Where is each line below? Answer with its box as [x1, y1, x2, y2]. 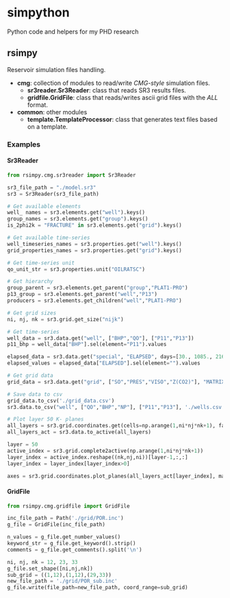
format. [27, 101, 48, 109]
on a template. [27, 122, 68, 131]
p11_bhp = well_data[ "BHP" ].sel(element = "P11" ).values [7, 341, 167, 348]
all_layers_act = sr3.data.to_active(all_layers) [7, 429, 152, 436]
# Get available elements [7, 203, 81, 210]
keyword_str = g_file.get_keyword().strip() [7, 540, 136, 547]
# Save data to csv [7, 390, 63, 398]
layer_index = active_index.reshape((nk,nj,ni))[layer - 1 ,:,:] [7, 453, 188, 460]
